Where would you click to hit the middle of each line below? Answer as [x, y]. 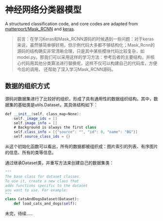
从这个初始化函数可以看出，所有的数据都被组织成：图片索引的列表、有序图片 [81, 146]
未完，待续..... [19, 213]
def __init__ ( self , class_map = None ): [43, 114]
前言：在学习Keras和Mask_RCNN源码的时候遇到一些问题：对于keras [85, 39]
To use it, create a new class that [42, 181]
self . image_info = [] [35, 123]
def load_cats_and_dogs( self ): [45, 204]
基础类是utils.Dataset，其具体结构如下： [58, 104]
